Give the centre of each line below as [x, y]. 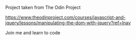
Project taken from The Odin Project [43, 7]
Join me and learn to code [33, 33]
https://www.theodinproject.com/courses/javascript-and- [65, 17]
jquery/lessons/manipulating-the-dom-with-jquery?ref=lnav [68, 23]
